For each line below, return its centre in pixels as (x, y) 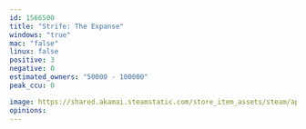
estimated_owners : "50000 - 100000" (79, 77)
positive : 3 (32, 60)
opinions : (28, 110)
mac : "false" (34, 43)
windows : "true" (40, 35)
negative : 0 (32, 69)
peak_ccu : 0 (32, 85)
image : (22, 102)
